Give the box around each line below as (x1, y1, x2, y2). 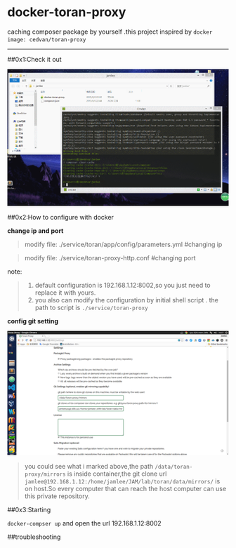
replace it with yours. (34, 288, 96, 297)
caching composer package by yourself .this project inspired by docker (7, 27, 213, 36)
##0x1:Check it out (7, 55, 62, 63)
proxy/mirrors (24, 471, 66, 478)
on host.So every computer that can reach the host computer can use (24, 485, 227, 493)
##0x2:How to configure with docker (7, 213, 114, 221)
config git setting (7, 316, 58, 325)
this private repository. (24, 492, 90, 500)
